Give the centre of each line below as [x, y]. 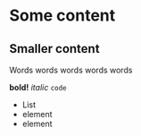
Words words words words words [71, 70]
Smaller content [54, 49]
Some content [62, 16]
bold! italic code [38, 87]
